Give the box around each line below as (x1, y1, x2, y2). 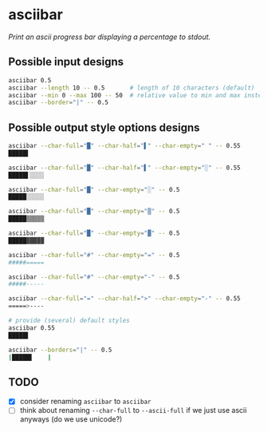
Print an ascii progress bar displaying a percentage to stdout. (8, 32, 211, 42)
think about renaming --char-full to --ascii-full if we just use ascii (19, 406, 247, 415)
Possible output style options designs (8, 121, 200, 134)
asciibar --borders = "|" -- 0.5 (8, 346, 112, 354)
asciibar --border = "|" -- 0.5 (8, 98, 109, 107)
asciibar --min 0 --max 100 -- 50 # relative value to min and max (8, 91, 241, 99)
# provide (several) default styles (8, 317, 130, 325)
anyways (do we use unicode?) (19, 414, 123, 424)
